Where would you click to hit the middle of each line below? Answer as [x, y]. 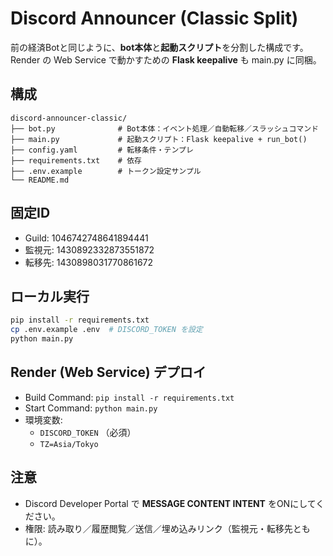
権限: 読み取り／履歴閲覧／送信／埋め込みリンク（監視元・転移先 [158, 528]
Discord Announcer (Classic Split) [154, 18]
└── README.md [40, 180]
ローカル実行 [50, 296]
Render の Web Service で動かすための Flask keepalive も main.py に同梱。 [166, 59]
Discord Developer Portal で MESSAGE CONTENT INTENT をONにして [170, 503]
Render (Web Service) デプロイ [108, 372]
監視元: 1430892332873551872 [89, 249]
